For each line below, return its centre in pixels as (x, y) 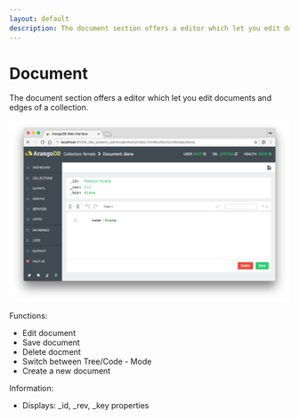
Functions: (28, 316)
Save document (51, 342)
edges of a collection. (49, 108)
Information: (32, 388)
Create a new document (66, 371)
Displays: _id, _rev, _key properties (85, 405)
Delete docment (52, 351)
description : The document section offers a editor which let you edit (145, 28)
